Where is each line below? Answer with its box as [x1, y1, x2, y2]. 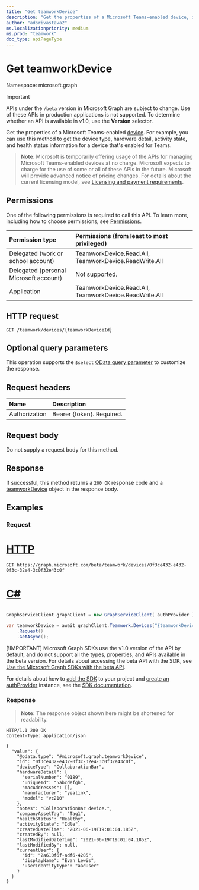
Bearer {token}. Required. [52, 410, 123, 418]
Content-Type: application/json [6, 732, 86, 738]
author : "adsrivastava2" [6, 20, 68, 26]
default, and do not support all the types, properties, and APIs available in [6, 651, 186, 658]
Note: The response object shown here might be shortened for [20, 709, 175, 717]
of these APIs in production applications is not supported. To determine [6, 111, 181, 118]
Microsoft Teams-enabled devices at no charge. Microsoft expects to [20, 159, 190, 167]
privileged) [75, 239, 107, 247]
